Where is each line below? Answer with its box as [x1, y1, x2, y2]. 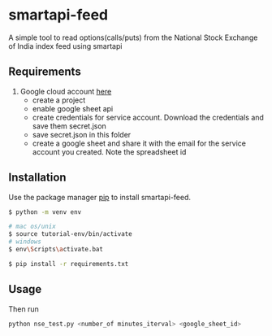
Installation [8, 171, 67, 185]
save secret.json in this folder [32, 129, 132, 139]
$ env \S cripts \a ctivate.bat [8, 246, 104, 254]
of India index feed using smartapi [8, 41, 123, 50]
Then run [8, 303, 39, 314]
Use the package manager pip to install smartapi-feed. [8, 192, 192, 202]
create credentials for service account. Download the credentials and [32, 112, 264, 122]
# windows [8, 238, 42, 246]
